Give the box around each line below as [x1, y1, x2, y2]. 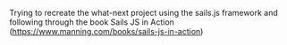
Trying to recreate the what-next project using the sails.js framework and [9, 8, 279, 18]
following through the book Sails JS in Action [9, 17, 174, 27]
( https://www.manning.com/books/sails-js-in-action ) [9, 26, 204, 36]
